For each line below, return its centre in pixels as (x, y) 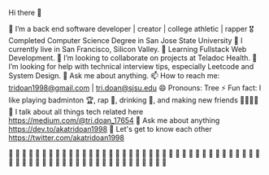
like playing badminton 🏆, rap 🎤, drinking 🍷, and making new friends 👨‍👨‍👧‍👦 (134, 100)
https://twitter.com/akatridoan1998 (66, 138)
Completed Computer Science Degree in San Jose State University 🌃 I (126, 40)
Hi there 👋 (25, 13)
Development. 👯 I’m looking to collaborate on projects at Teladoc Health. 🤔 (133, 58)
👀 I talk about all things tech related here (76, 112)
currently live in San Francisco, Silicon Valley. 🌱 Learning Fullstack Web (128, 49)
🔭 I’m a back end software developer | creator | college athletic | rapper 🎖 (131, 29)
